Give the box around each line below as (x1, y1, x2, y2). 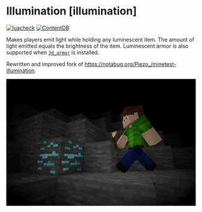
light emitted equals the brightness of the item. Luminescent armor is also (6, 42, 189, 50)
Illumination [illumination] (6, 4, 137, 18)
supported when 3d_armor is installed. (6, 48, 99, 56)
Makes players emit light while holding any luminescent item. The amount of (6, 36, 194, 43)
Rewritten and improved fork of (6, 60, 84, 68)
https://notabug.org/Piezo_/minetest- (84, 60, 177, 68)
